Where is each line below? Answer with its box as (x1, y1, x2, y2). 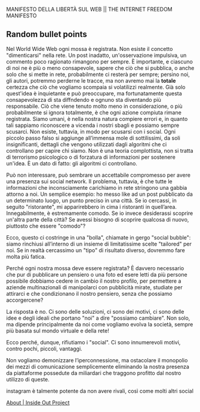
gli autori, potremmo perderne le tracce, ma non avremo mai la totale (6, 77, 176, 84)
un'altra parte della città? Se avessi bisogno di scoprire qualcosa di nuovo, (6, 216, 189, 223)
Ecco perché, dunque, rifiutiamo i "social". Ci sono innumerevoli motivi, (6, 338, 181, 346)
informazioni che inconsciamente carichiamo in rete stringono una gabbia (6, 184, 187, 191)
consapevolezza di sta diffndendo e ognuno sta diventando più (6, 96, 161, 103)
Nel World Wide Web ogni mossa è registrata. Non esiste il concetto (6, 45, 173, 52)
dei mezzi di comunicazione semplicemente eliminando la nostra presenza (6, 363, 190, 370)
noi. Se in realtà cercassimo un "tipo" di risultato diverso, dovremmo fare (6, 246, 185, 254)
